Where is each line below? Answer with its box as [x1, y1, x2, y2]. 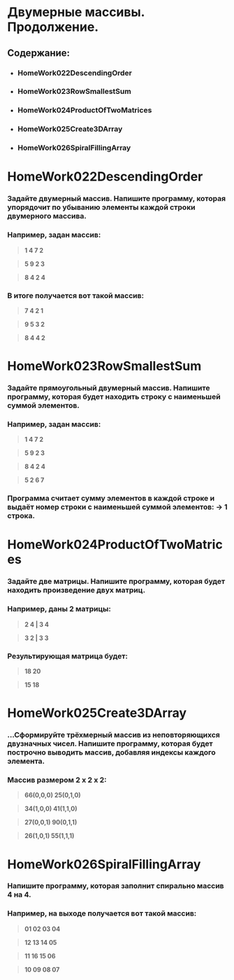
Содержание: [7, 47, 71, 59]
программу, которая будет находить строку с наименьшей [7, 392, 221, 401]
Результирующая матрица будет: [7, 651, 128, 661]
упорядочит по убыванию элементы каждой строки [7, 202, 196, 212]
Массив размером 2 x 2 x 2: [7, 775, 107, 785]
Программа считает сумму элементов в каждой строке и [7, 493, 215, 503]
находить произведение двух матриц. [7, 585, 145, 595]
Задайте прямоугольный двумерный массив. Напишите [7, 383, 210, 393]
